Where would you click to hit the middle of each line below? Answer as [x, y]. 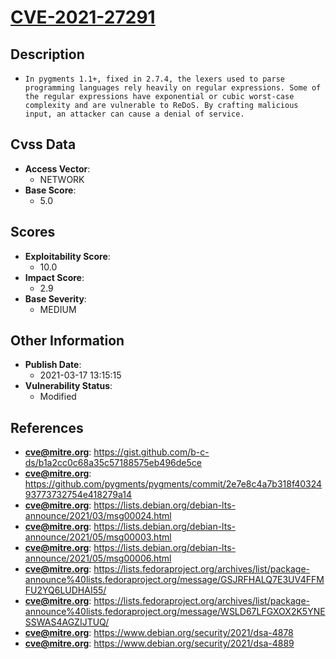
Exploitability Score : [67, 256]
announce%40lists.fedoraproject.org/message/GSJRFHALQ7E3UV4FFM [174, 580]
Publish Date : [53, 365]
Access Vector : [57, 168]
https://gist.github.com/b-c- [151, 452]
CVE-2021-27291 [83, 17]
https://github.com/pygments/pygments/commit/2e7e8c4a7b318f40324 [173, 484]
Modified [58, 397]
